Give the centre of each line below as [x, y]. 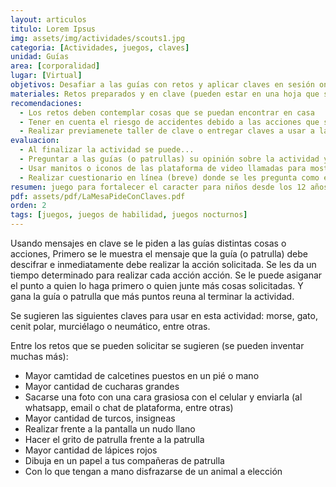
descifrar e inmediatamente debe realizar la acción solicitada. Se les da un [163, 264]
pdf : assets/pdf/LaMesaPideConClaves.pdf [98, 196]
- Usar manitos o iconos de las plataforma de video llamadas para [163, 168]
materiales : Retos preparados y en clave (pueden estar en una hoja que [165, 94]
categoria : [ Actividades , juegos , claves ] [100, 47]
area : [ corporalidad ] [55, 66]
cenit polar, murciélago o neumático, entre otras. [110, 326]
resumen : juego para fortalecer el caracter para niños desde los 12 [158, 187]
